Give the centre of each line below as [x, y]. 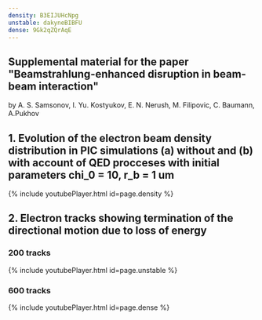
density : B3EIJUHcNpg [44, 15]
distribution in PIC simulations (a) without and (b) [131, 150]
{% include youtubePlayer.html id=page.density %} [91, 194]
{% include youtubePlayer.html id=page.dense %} [89, 307]
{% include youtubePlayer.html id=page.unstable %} [93, 270]
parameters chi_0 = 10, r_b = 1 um [91, 175]
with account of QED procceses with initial [114, 163]
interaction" [69, 86]
